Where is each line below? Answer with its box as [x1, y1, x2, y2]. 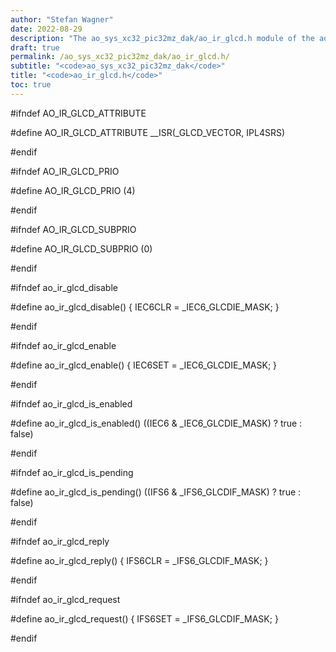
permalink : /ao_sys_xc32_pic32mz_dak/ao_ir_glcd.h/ [10, 52, 230, 62]
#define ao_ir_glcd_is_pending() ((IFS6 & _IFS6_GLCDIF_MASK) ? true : [10, 486, 302, 498]
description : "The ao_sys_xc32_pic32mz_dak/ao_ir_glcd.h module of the [10, 33, 315, 43]
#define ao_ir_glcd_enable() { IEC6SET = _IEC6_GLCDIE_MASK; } [10, 359, 278, 371]
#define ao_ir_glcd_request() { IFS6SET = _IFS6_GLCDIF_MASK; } [10, 612, 279, 625]
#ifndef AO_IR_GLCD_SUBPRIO [10, 223, 137, 235]
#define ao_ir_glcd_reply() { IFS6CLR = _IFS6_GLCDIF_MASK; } [10, 554, 269, 566]
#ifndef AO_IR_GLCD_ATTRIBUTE [10, 107, 147, 119]
